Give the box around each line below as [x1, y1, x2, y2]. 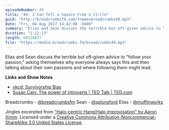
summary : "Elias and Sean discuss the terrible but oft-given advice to [5, 26, 161, 31]
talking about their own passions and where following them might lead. [5, 64, 152, 70]
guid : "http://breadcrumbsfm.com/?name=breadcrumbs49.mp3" [5, 17, 132, 22]
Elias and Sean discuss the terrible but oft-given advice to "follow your [5, 54, 151, 60]
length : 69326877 [5, 36, 42, 41]
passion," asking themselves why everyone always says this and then [5, 59, 149, 65]
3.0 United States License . [28, 119, 83, 125]
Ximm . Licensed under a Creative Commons [5, 114, 97, 120]
